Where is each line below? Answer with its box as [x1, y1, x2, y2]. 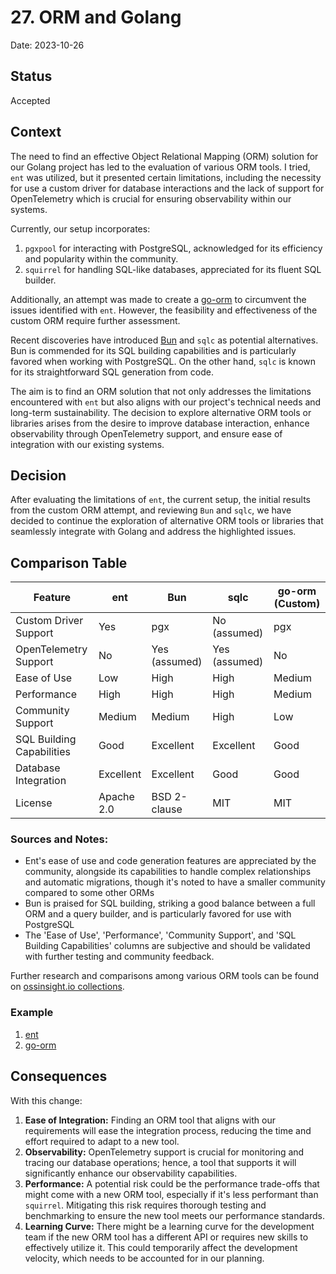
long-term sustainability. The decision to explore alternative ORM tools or [10, 406, 312, 418]
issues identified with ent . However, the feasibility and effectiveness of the [10, 304, 318, 316]
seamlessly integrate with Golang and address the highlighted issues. [10, 526, 297, 538]
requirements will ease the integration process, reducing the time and [24, 1124, 312, 1136]
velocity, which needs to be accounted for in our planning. [24, 1252, 265, 1264]
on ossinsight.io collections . [10, 981, 125, 993]
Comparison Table [10, 554, 128, 571]
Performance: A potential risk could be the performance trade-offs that [24, 1177, 320, 1190]
